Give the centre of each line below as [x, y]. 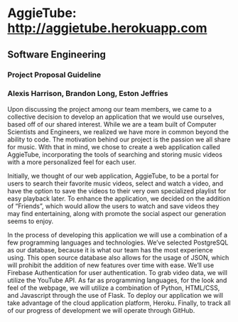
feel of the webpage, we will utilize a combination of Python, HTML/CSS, [114, 288]
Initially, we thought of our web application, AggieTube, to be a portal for [113, 176]
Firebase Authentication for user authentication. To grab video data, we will [117, 272]
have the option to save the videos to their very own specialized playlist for [117, 190]
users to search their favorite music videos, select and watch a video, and [115, 183]
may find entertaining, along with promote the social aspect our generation [117, 213]
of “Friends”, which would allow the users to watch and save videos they [113, 206]
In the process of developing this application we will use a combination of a [118, 235]
